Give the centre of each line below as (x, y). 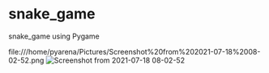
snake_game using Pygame (54, 36)
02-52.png (26, 60)
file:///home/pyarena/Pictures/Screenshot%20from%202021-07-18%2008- (134, 51)
